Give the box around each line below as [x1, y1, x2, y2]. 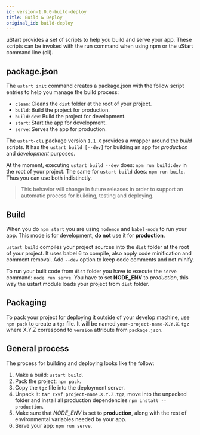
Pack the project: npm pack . [14, 378, 82, 385]
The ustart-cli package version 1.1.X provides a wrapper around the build [6, 137, 192, 144]
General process [6, 343, 69, 354]
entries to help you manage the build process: [6, 89, 119, 96]
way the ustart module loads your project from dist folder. [6, 281, 150, 287]
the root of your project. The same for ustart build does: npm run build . [6, 168, 186, 175]
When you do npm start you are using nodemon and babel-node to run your [6, 226, 187, 232]
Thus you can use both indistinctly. [6, 174, 93, 181]
